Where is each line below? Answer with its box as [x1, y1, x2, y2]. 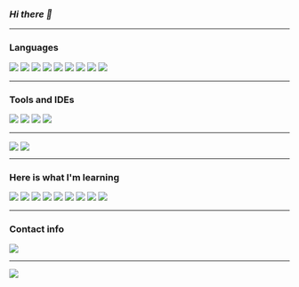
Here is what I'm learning [9, 171, 120, 183]
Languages [9, 42, 60, 54]
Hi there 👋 [9, 8, 53, 20]
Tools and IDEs [9, 93, 75, 106]
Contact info [9, 223, 65, 235]
